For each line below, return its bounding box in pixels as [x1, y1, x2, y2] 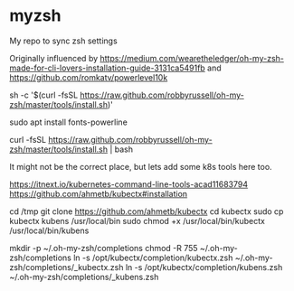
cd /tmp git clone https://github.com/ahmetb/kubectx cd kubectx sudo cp [9, 205, 284, 217]
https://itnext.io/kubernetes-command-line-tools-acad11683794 [9, 178, 249, 190]
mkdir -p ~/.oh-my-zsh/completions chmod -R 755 [9, 242, 198, 253]
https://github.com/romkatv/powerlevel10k [9, 71, 168, 82]
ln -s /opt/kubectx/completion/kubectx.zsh [73, 252, 233, 263]
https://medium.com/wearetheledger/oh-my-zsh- [100, 52, 285, 63]
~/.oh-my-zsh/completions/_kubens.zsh [9, 271, 159, 282]
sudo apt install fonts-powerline [9, 117, 128, 127]
